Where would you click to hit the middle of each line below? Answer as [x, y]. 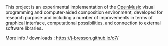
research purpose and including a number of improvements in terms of [79, 18]
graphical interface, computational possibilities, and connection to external [83, 23]
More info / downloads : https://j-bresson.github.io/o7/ [62, 38]
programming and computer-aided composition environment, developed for [84, 12]
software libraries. [24, 28]
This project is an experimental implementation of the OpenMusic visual [80, 7]
